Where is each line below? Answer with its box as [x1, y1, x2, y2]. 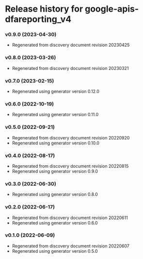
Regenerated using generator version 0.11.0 [12, 112, 99, 118]
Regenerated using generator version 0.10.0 [12, 140, 99, 146]
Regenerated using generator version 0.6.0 [12, 220, 98, 225]
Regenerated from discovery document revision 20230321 [12, 65, 129, 71]
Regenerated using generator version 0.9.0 [12, 168, 98, 174]
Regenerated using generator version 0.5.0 [12, 248, 98, 254]
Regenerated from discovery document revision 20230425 [12, 42, 130, 48]
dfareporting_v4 [5, 14, 72, 25]
